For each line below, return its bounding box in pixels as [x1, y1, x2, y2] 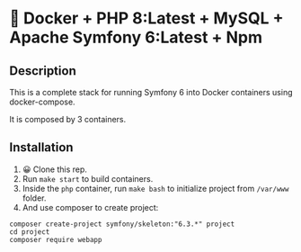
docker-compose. [9, 96, 75, 107]
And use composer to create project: [22, 202, 159, 212]
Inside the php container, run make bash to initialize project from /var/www [22, 183, 289, 193]
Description [9, 63, 76, 78]
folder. [22, 193, 47, 203]
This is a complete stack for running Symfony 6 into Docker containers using [9, 87, 293, 97]
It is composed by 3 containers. [9, 114, 127, 124]
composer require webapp [9, 235, 102, 244]
